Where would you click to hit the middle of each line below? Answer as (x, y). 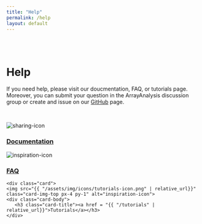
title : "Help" (25, 12)
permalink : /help (29, 18)
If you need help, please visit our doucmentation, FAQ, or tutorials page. (97, 89)
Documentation (30, 141)
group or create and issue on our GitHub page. (65, 102)
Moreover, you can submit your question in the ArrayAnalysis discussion (98, 95)
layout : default (27, 23)
